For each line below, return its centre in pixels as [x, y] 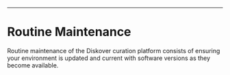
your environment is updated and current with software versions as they [109, 58]
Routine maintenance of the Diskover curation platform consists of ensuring [114, 50]
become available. [33, 65]
